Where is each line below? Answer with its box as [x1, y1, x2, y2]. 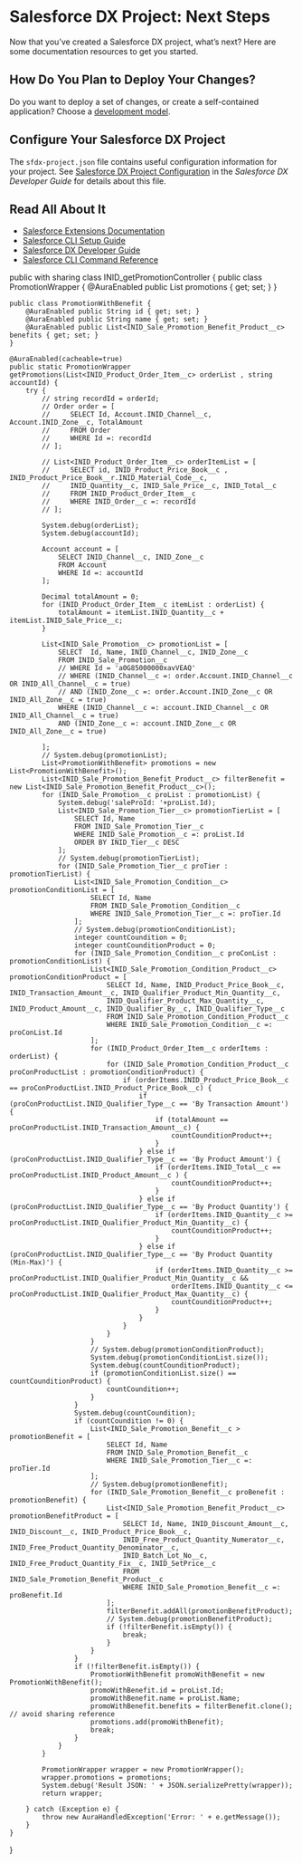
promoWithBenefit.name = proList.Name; [90, 1694, 241, 1704]
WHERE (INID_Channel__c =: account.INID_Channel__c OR [57, 704, 269, 713]
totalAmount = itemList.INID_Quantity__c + [57, 609, 224, 618]
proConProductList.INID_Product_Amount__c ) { [9, 1171, 188, 1180]
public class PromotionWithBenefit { [9, 299, 152, 309]
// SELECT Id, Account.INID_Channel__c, [42, 410, 212, 419]
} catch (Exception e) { [25, 1805, 119, 1814]
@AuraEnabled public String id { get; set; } [25, 307, 201, 316]
